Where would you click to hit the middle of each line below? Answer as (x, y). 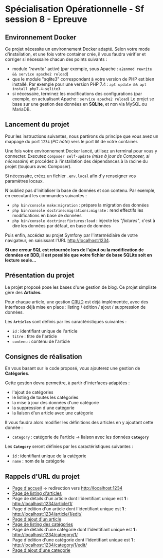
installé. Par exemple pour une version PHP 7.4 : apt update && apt (79, 84)
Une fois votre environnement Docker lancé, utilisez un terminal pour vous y (81, 151)
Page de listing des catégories (42, 524)
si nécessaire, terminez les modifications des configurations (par (77, 94)
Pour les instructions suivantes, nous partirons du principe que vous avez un (82, 136)
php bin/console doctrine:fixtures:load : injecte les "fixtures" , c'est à (84, 221)
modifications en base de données (47, 215)
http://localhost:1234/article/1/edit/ (47, 514)
